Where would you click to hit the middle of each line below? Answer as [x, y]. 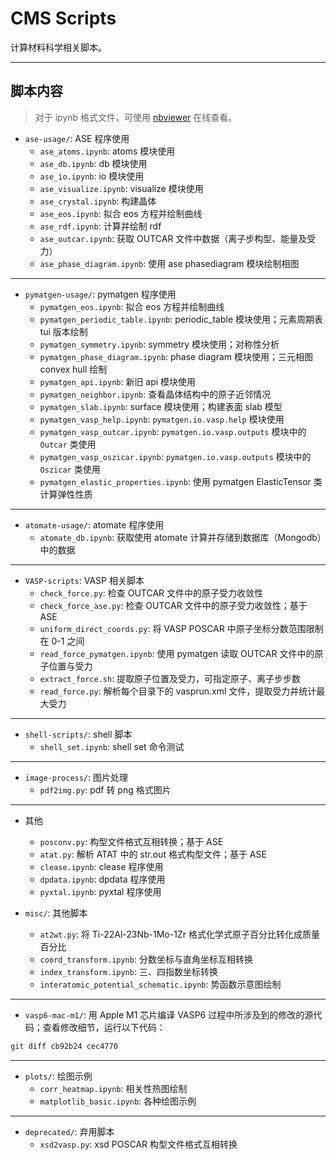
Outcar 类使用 [68, 444]
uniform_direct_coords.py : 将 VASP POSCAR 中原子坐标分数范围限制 [181, 628]
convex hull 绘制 [73, 369]
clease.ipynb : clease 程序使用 [101, 866]
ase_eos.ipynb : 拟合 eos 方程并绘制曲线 [121, 213]
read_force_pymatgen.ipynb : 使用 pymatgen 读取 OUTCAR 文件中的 [177, 653]
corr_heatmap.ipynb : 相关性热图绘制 [113, 1088]
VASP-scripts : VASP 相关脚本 [84, 580]
